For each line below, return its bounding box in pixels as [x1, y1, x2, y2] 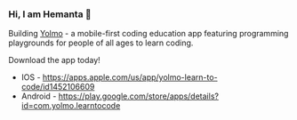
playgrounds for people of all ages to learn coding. [8, 37, 194, 48]
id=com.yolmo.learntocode [20, 100, 121, 111]
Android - [20, 91, 57, 101]
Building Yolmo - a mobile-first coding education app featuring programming [8, 28, 289, 39]
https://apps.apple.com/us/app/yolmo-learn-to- [42, 72, 219, 83]
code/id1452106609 [20, 82, 95, 92]
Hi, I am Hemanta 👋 [8, 8, 92, 20]
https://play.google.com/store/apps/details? [58, 91, 220, 101]
